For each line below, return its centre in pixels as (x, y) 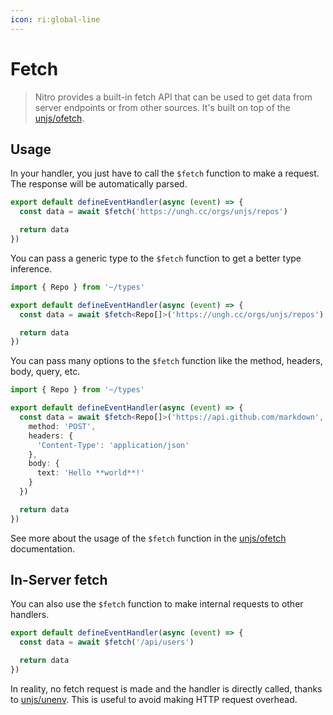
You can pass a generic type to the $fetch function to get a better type (156, 258)
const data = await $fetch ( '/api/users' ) (107, 642)
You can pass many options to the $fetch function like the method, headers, (166, 361)
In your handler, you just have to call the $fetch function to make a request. (165, 173)
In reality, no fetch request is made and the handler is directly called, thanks (166, 688)
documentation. (43, 548)
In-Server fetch (59, 580)
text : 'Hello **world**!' (90, 473)
